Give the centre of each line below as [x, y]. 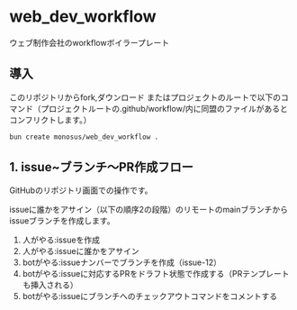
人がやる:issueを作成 [61, 240]
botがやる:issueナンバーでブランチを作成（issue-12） [122, 262]
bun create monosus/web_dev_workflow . [84, 137]
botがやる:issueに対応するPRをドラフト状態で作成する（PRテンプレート [156, 274]
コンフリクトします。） [50, 120]
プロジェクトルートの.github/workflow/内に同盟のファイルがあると [164, 108]
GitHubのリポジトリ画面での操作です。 [81, 190]
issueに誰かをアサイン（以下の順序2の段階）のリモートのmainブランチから [148, 210]
